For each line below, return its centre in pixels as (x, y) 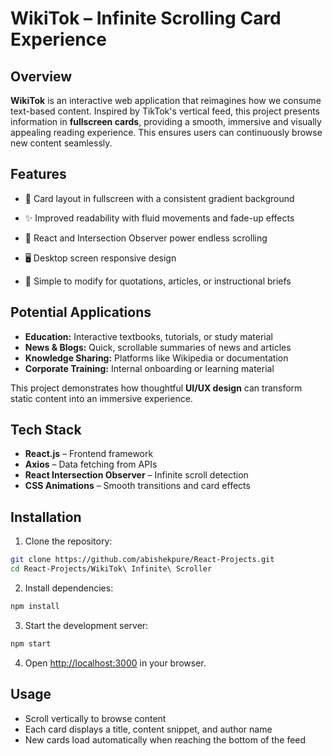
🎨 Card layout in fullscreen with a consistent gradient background (159, 198)
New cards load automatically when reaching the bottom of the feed (165, 739)
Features (38, 174)
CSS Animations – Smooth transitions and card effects (137, 486)
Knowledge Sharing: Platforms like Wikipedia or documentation (156, 358)
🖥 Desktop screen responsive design (100, 258)
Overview (41, 76)
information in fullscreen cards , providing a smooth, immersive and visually (166, 121)
